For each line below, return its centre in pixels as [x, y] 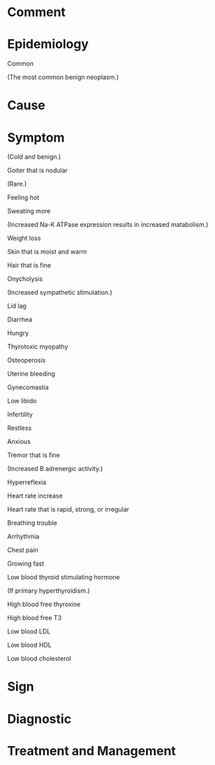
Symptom [36, 138]
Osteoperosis [27, 360]
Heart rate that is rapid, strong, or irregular [68, 510]
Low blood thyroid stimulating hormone [64, 577]
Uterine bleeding [31, 374]
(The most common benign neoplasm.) [63, 77]
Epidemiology [48, 44]
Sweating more [29, 211]
